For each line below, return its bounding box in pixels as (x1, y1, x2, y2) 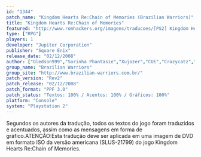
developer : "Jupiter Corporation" (6, 42, 93, 48)
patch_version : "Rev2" (6, 75, 63, 81)
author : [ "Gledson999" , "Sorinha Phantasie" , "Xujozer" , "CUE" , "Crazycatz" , (6, 59, 194, 64)
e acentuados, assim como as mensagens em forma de (6, 126, 142, 133)
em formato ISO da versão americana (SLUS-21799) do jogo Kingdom (6, 138, 178, 146)
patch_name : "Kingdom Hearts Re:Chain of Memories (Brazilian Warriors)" (6, 14, 194, 20)
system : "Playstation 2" (6, 103, 68, 109)
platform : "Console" (6, 97, 58, 103)
